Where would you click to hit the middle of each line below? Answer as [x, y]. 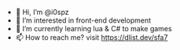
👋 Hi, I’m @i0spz [42, 12]
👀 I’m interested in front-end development [83, 20]
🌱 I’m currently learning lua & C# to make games [94, 29]
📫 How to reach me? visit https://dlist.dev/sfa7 [92, 37]
